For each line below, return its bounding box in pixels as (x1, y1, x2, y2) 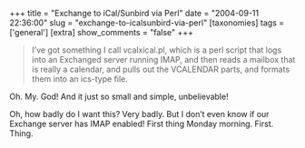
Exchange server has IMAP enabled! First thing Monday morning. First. (9, 118, 274, 129)
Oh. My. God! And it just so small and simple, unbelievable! (9, 91, 229, 102)
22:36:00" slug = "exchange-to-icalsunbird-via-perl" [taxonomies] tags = (9, 17, 285, 28)
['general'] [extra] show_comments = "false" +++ (9, 27, 193, 37)
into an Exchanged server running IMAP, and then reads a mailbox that (31, 54, 296, 64)
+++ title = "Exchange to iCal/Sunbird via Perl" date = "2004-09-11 (9, 8, 260, 18)
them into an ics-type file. (31, 74, 129, 84)
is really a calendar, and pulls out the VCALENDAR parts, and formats (31, 64, 290, 74)
